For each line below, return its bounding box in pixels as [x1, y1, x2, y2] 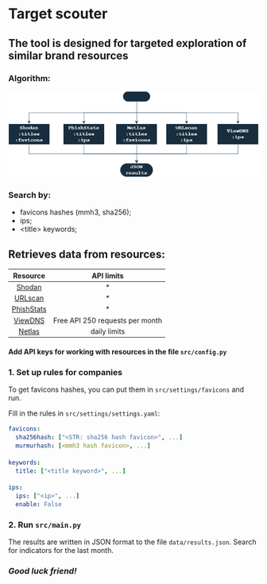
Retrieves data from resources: [8, 247, 165, 261]
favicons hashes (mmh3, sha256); [19, 207, 132, 217]
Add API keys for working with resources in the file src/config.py [8, 346, 227, 356]
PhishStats [11, 304, 47, 314]
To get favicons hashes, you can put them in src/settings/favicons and [8, 385, 245, 394]
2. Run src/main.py [8, 519, 82, 530]
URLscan [14, 293, 44, 303]
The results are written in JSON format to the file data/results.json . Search [8, 537, 257, 547]
